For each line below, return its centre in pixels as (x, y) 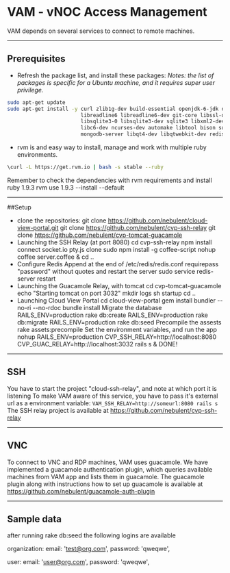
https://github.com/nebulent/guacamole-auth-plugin (81, 491)
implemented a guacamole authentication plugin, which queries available (110, 469)
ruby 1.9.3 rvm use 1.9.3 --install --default (66, 187)
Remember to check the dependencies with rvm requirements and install (110, 180)
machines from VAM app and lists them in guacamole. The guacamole (106, 476)
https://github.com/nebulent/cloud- (158, 220)
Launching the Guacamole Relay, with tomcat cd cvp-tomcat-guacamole (119, 285)
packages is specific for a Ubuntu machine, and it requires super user (116, 82)
